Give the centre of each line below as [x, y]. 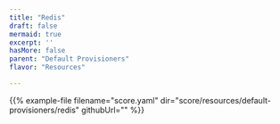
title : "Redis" [37, 17]
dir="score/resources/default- [216, 100]
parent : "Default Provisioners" [69, 59]
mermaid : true [36, 34]
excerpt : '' [31, 42]
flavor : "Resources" [48, 68]
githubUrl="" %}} [113, 110]
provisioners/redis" [45, 110]
